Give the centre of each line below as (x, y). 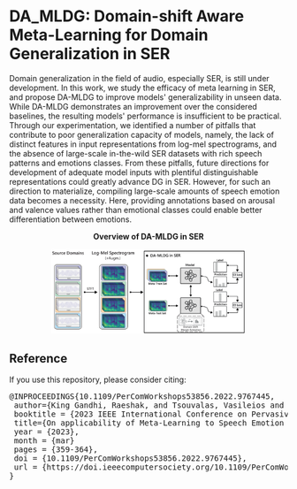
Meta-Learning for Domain (109, 35)
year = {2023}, (46, 432)
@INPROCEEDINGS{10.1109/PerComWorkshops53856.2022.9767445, (142, 397)
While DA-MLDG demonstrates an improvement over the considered (133, 106)
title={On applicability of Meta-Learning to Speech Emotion (149, 423)
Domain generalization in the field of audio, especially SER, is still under (139, 78)
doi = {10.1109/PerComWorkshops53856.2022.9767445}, (130, 458)
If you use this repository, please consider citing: (98, 380)
